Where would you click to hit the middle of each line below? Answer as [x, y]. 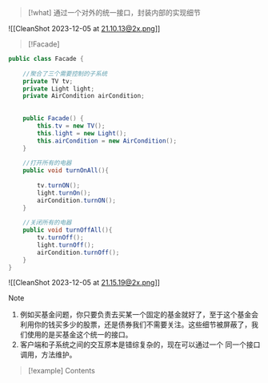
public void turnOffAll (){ [68, 230]
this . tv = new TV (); [71, 126]
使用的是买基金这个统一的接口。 [80, 335]
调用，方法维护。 [48, 355]
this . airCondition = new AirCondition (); [107, 141]
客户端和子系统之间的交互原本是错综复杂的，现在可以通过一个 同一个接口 [140, 345]
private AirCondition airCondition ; [84, 96]
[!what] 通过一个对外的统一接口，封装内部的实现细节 [114, 12]
